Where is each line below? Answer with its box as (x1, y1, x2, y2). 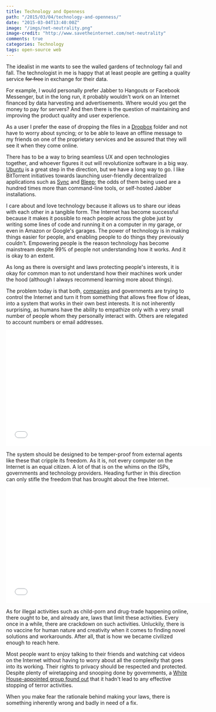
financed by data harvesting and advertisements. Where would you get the (6, 99, 187, 106)
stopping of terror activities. (6, 681, 73, 689)
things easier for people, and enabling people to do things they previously (6, 233, 184, 240)
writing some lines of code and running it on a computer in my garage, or (6, 221, 183, 228)
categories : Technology (6, 42, 64, 48)
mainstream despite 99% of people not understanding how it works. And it (6, 246, 186, 253)
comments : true (6, 36, 43, 42)
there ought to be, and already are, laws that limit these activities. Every (6, 614, 179, 621)
